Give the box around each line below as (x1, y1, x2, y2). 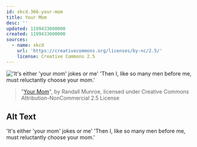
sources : (6, 37, 28, 43)
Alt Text (6, 112, 36, 122)
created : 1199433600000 (6, 31, 66, 37)
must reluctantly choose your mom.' (6, 134, 95, 141)
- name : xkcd (11, 43, 44, 49)
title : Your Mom (6, 14, 47, 20)
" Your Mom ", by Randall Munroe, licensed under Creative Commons (20, 88, 189, 95)
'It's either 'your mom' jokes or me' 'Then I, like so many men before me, (6, 127, 186, 135)
